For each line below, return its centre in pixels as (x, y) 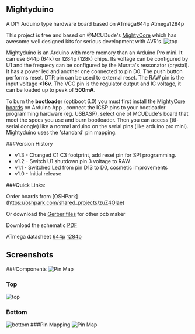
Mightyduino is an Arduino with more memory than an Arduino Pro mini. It (94, 53)
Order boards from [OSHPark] (42, 196)
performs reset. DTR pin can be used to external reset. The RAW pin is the (95, 77)
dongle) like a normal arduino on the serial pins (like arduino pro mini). (104, 126)
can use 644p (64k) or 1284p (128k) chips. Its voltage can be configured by (97, 58)
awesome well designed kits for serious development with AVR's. (84, 41)
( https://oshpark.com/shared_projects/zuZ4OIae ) (65, 202)
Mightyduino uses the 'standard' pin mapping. (61, 132)
